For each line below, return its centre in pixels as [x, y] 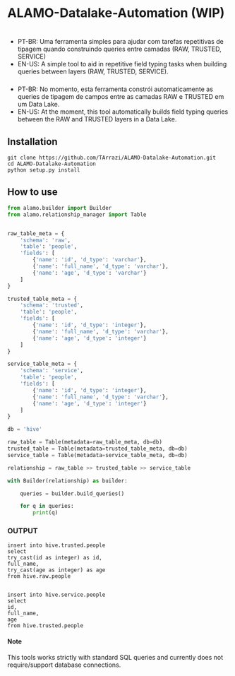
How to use [32, 192]
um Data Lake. [38, 105]
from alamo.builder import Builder [60, 208]
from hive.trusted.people [45, 626]
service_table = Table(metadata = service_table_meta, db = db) [98, 455]
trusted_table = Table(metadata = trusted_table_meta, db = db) [98, 449]
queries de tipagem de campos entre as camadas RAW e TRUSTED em [121, 97]
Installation [32, 142]
